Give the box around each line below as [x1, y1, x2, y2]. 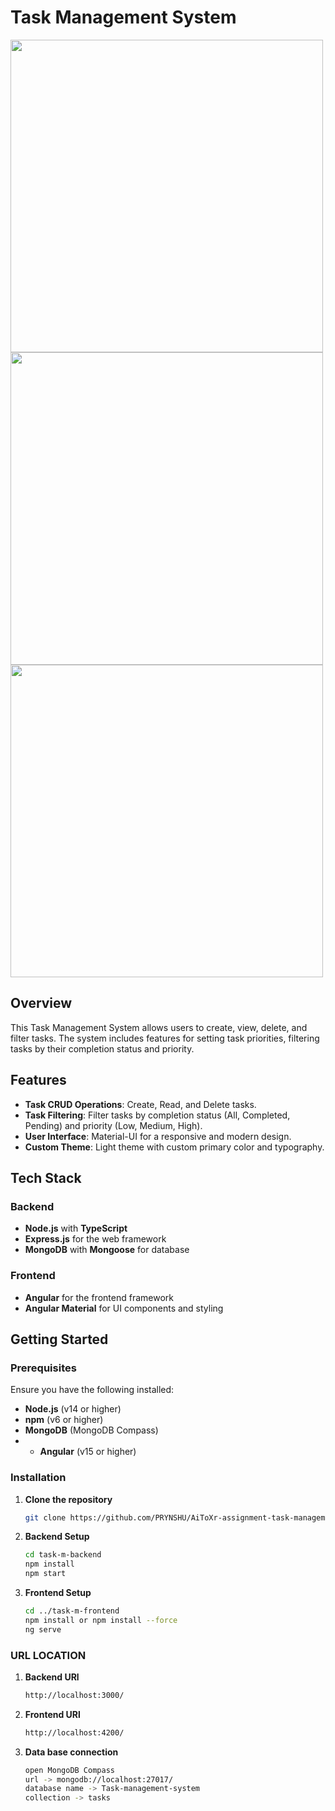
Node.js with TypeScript [24, 1222, 128, 1235]
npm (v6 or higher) [24, 1414, 104, 1426]
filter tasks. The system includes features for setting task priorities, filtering [10, 1032, 320, 1044]
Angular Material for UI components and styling [24, 1302, 224, 1314]
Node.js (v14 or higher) [24, 1403, 122, 1415]
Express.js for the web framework [24, 1233, 167, 1245]
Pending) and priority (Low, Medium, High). [24, 1119, 203, 1131]
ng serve [24, 1624, 62, 1635]
